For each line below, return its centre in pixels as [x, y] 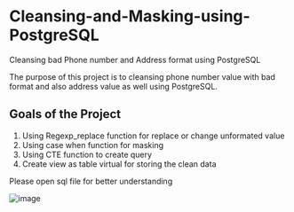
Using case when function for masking [93, 145]
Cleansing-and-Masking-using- [130, 16]
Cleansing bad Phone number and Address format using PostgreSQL [135, 59]
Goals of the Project [65, 114]
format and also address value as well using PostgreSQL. [113, 86]
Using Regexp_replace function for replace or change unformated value [153, 136]
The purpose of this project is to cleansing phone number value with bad [142, 76]
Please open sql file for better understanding [91, 181]
